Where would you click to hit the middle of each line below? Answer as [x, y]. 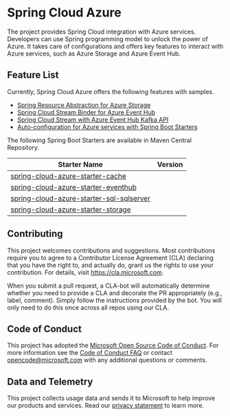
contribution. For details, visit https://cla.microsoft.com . [85, 272]
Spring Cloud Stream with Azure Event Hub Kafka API [93, 119]
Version [170, 164]
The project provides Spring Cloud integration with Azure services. [102, 32]
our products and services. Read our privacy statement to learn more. [106, 406]
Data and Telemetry [50, 381]
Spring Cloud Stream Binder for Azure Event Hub [86, 112]
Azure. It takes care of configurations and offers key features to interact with [115, 46]
